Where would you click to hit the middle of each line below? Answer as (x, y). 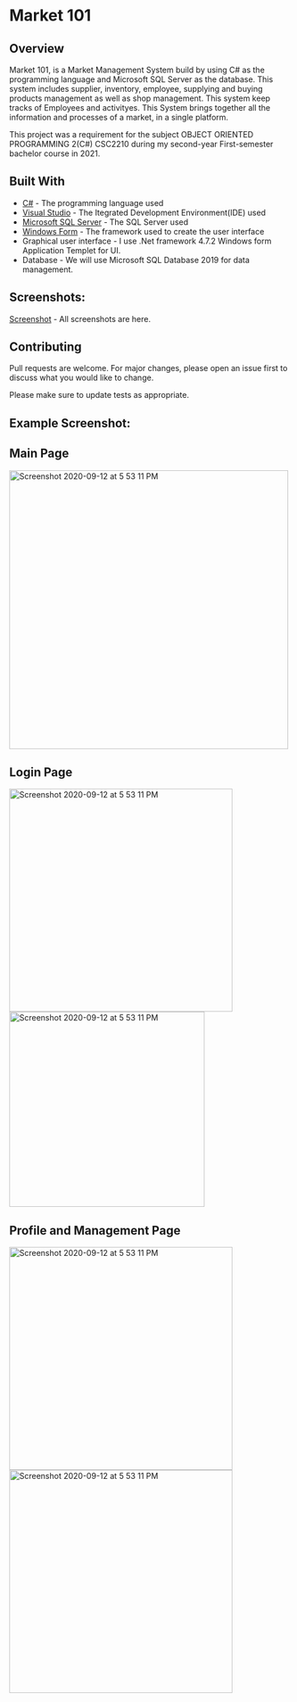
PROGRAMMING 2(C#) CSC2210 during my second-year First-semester (141, 144)
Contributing (45, 347)
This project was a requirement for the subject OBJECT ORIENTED (132, 134)
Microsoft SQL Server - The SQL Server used (105, 222)
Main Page (39, 454)
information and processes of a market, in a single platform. (119, 117)
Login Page (41, 773)
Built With (37, 182)
